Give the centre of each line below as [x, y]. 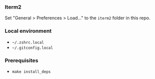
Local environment [28, 31]
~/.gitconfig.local [33, 48]
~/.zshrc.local [28, 42]
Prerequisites [21, 60]
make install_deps [31, 71]
